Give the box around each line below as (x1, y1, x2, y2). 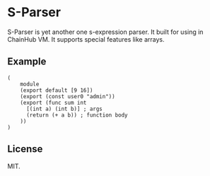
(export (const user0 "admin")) (20, 93, 115, 100)
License (7, 143, 43, 156)
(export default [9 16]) (20, 86, 93, 94)
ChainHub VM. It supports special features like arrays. (7, 35, 165, 43)
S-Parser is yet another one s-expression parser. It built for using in (7, 28, 204, 36)
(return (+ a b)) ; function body (25, 111, 129, 119)
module (20, 81, 40, 88)
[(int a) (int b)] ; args (25, 105, 103, 112)
